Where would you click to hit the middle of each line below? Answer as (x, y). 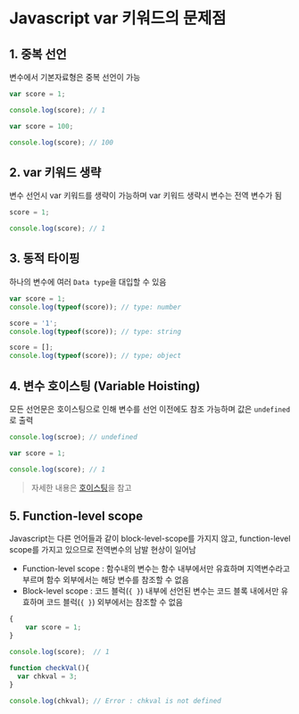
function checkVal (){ (50, 668)
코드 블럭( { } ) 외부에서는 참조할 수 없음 (114, 602)
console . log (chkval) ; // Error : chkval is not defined (115, 701)
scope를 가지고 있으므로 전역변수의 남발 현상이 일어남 (103, 550)
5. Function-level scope (76, 515)
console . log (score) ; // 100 (62, 142)
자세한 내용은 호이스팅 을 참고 (81, 487)
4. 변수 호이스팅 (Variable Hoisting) (105, 386)
